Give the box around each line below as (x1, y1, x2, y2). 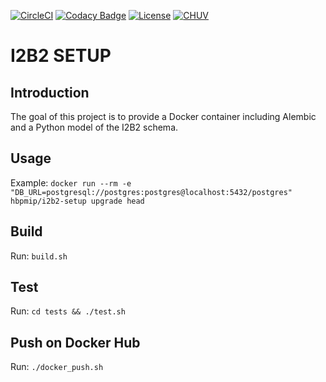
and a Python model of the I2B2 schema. (10, 121, 179, 133)
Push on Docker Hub (10, 334, 141, 351)
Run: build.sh (10, 250, 68, 262)
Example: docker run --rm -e (10, 176, 132, 189)
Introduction (10, 84, 90, 101)
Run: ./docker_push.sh (10, 361, 104, 373)
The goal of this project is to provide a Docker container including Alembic (10, 111, 317, 122)
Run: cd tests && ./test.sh (10, 305, 126, 317)
